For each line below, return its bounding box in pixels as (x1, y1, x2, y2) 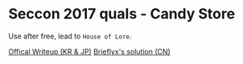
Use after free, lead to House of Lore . (8, 31, 132, 41)
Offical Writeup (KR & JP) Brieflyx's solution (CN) (8, 46, 171, 56)
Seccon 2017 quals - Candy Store (8, 5, 236, 23)
